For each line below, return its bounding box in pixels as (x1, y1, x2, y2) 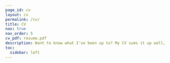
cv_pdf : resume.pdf (5, 36, 47, 41)
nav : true (5, 26, 27, 31)
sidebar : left (10, 50, 40, 55)
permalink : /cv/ (5, 17, 40, 22)
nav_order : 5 (5, 31, 33, 36)
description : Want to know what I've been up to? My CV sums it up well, (5, 41, 166, 46)
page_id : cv (5, 7, 31, 13)
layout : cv (5, 12, 29, 17)
